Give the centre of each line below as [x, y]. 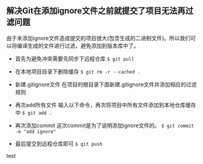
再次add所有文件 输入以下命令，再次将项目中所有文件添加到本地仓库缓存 [105, 104]
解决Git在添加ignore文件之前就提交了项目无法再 [96, 11]
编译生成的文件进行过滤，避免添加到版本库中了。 [78, 46]
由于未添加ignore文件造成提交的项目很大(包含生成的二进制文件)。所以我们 [98, 38]
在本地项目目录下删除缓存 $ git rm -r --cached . [78, 71]
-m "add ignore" [35, 132]
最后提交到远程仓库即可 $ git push [59, 143]
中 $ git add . [34, 112]
